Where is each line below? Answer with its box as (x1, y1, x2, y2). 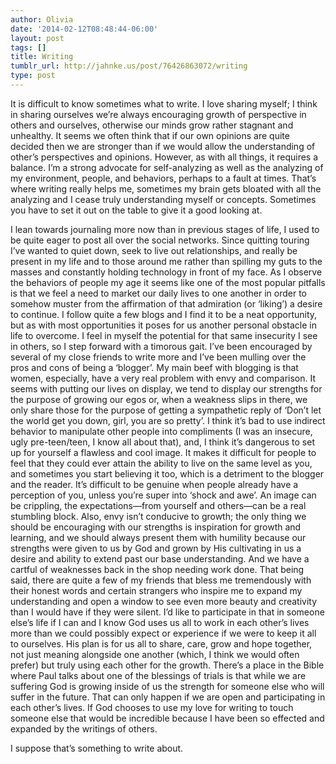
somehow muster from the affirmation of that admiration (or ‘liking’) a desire (10, 297, 323, 310)
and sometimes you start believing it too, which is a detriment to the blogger (10, 467, 325, 480)
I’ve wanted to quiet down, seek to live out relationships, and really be (10, 244, 298, 256)
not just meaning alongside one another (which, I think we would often (10, 648, 300, 660)
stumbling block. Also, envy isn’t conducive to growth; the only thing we (10, 510, 307, 522)
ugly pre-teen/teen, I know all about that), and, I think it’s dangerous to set (10, 436, 315, 448)
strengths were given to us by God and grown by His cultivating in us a (10, 542, 302, 554)
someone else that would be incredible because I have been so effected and (10, 712, 325, 724)
